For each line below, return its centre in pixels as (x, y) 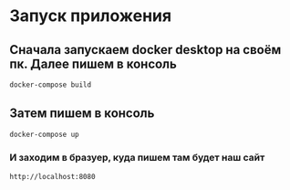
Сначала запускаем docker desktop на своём (145, 50)
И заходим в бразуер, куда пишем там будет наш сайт (137, 158)
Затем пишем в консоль (82, 114)
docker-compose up (44, 134)
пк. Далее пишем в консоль (93, 63)
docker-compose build (51, 85)
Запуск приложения (90, 16)
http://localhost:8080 (52, 176)
